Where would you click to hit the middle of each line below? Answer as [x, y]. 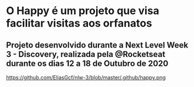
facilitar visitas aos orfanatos [79, 23]
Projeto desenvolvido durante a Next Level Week [97, 45]
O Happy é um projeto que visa [83, 11]
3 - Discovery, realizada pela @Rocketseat [86, 54]
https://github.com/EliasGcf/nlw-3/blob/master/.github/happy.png [86, 77]
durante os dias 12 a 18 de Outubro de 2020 [87, 63]
